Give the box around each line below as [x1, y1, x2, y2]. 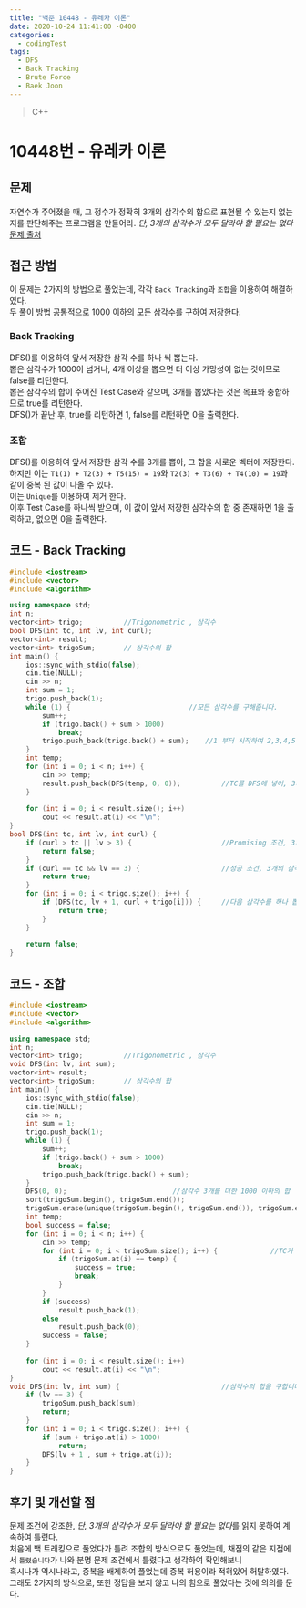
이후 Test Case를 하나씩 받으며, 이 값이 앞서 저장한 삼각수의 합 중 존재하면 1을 [9, 503, 285, 514]
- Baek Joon [17, 81, 64, 90]
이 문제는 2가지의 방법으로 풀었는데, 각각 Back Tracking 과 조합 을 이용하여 [9, 284, 270, 295]
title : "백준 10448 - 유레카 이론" [9, 13, 131, 23]
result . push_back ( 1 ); [57, 1305, 141, 1314]
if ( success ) [42, 1297, 92, 1306]
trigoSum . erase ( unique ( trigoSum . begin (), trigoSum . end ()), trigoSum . [25, 1204, 296, 1213]
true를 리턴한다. [25, 398, 84, 409]
